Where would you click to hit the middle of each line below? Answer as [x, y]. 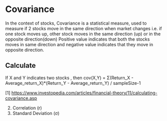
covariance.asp [21, 98]
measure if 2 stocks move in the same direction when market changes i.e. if [83, 28]
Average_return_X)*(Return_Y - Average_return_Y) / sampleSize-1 [73, 83]
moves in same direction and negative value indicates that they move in [79, 44]
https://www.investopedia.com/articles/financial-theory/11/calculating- [84, 93]
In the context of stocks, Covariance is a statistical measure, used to [76, 23]
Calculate [21, 66]
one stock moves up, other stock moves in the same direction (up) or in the [83, 34]
